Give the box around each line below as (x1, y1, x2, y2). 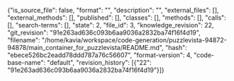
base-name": (7, 58, 46, 66)
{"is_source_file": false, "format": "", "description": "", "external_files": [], (7, 6, 219, 14)
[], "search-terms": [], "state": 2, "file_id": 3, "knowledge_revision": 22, (7, 21, 214, 29)
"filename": (7, 36, 40, 44)
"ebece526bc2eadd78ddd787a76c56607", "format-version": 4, (7, 51, 193, 59)
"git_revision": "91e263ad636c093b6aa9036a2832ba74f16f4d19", (7, 28, 201, 37)
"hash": (165, 44, 188, 51)
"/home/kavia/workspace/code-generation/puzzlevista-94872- (41, 36, 227, 44)
